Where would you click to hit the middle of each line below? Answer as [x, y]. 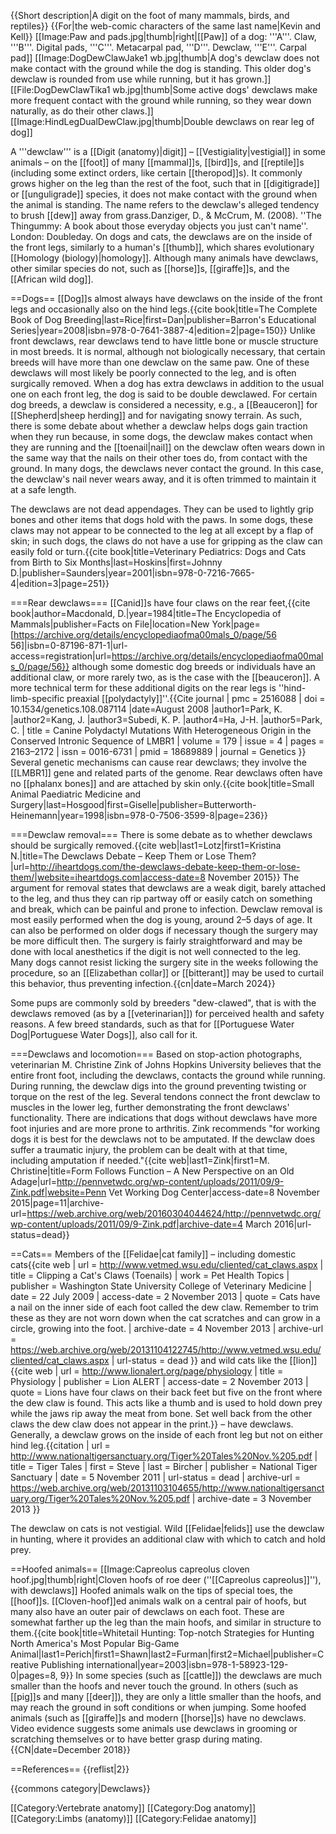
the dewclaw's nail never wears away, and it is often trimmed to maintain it [163, 479]
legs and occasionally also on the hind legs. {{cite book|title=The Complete [164, 309]
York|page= [236, 624]
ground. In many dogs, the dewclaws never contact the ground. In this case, [167, 468]
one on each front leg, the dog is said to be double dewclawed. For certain [164, 394]
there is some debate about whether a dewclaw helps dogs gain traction [159, 426]
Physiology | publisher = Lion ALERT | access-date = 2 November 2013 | [159, 1381]
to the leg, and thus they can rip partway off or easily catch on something [161, 898]
